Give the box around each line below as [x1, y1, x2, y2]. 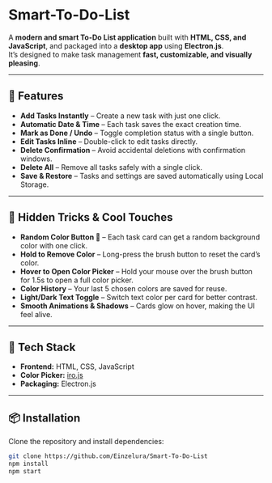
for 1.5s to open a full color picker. [19, 275, 134, 285]
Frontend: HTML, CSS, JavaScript [19, 362, 135, 371]
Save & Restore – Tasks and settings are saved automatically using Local [19, 171, 264, 180]
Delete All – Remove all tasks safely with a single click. [19, 162, 203, 172]
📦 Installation [8, 411, 81, 425]
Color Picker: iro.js [19, 371, 83, 380]
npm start [8, 467, 42, 475]
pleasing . [8, 58, 40, 68]
